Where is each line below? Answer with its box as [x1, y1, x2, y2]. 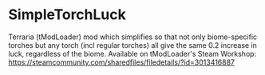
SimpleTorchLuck [8, 6, 126, 24]
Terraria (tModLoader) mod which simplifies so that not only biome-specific [8, 32, 258, 41]
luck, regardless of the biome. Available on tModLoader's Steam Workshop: [8, 49, 257, 58]
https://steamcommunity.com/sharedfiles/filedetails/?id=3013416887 [8, 57, 235, 67]
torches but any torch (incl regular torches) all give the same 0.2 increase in [8, 40, 258, 49]
